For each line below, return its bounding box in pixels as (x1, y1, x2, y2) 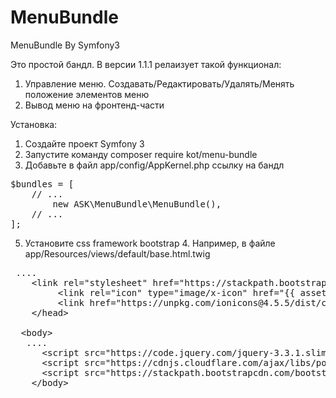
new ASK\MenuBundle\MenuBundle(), (52, 198, 222, 210)
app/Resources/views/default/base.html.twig (24, 247, 211, 260)
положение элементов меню (24, 88, 150, 100)
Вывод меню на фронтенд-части (24, 99, 165, 111)
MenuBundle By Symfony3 (10, 39, 120, 51)
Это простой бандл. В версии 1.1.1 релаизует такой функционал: (10, 58, 282, 70)
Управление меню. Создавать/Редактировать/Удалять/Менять (24, 77, 295, 90)
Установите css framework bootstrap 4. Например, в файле (24, 237, 276, 249)
